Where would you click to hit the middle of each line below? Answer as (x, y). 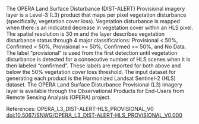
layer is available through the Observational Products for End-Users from (95, 91)
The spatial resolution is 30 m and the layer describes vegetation (86, 34)
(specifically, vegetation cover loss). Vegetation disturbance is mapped (93, 21)
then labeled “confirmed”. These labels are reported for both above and (94, 66)
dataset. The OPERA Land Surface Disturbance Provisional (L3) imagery (94, 85)
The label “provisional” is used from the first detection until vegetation (92, 53)
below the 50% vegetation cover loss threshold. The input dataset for (91, 72)
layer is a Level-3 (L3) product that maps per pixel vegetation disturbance (96, 15)
